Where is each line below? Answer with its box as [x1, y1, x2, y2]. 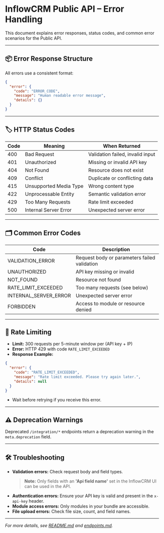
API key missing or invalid [75, 268, 134, 275]
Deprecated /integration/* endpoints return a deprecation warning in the [5, 429, 154, 435]
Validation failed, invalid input [88, 151, 155, 158]
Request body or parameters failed [75, 254, 155, 261]
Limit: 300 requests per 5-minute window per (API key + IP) [12, 341, 133, 347]
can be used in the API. [24, 484, 71, 489]
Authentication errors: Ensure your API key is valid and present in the [12, 493, 153, 499]
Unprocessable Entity [25, 190, 75, 197]
